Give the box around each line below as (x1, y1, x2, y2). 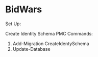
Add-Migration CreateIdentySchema (12, 40, 89, 47)
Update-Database (12, 46, 51, 52)
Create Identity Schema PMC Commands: (5, 30, 93, 36)
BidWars (5, 4, 42, 15)
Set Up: (5, 21, 21, 27)
